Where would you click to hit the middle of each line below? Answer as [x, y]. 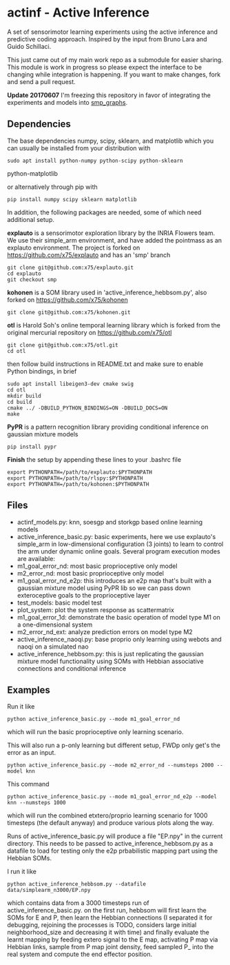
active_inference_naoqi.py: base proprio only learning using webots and [119, 639]
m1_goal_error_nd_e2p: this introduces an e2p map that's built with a [114, 580]
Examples [29, 690]
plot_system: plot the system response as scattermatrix [95, 610]
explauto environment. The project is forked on [74, 247]
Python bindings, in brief [42, 371]
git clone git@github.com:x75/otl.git [63, 345]
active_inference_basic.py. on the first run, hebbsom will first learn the [107, 911]
